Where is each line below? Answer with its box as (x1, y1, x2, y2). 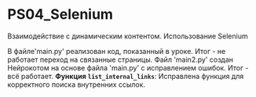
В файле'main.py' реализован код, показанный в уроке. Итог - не (7, 46, 226, 56)
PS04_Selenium (7, 5, 113, 23)
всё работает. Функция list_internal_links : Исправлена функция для (7, 71, 244, 81)
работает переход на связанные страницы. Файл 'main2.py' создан (7, 55, 233, 64)
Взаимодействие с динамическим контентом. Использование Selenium (7, 31, 248, 41)
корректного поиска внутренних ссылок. (7, 80, 146, 89)
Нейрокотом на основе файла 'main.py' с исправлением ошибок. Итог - (7, 63, 249, 72)
